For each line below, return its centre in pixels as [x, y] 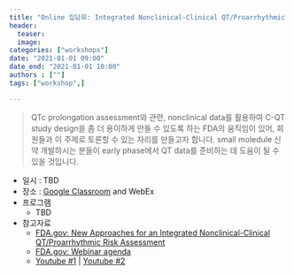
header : [23, 26]
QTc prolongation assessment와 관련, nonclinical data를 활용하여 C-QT [158, 117]
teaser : [31, 34]
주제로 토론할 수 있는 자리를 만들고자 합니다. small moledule [168, 139]
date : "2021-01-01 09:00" [57, 58]
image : [29, 42]
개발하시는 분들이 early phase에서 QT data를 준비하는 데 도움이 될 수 [160, 150]
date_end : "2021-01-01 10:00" [65, 67]
